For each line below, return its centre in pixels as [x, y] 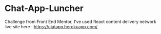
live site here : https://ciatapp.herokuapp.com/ [51, 26]
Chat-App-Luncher [44, 8]
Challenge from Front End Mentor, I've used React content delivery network [80, 22]
